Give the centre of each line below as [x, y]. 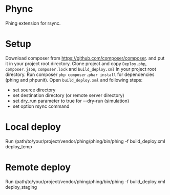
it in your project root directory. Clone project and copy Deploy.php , [76, 63]
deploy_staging [21, 187]
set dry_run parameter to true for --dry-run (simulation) [71, 101]
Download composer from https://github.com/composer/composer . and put [85, 58]
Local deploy [33, 127]
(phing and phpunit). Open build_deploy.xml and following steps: [74, 80]
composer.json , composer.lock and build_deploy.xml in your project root [81, 69]
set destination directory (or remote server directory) [68, 95]
